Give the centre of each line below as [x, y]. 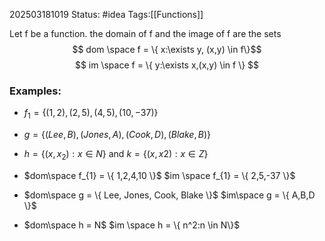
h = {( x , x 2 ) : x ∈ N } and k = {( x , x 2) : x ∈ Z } [116, 155]
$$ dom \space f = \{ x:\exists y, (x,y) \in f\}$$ [167, 49]
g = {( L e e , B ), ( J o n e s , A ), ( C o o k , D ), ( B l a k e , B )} [117, 135]
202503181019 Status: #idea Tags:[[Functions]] [106, 14]
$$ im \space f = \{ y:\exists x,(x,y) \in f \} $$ [167, 65]
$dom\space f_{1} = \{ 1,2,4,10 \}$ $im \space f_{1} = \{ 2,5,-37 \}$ [159, 175]
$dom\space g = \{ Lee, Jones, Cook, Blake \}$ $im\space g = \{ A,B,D [169, 195]
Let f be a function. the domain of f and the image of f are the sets [145, 33]
